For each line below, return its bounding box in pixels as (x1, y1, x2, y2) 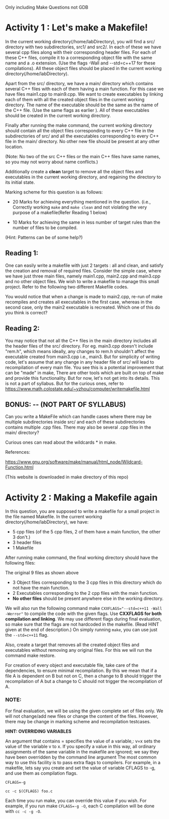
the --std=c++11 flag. (5, 632, 49, 638)
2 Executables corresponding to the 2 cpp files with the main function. (12, 590, 158, 596)
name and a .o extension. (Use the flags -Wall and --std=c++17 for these (5, 60, 156, 66)
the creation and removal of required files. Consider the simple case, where (5, 267, 162, 274)
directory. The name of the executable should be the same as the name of (5, 102, 158, 108)
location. (5, 144, 24, 150)
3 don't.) (12, 534, 31, 540)
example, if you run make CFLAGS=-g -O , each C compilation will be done (5, 803, 155, 809)
